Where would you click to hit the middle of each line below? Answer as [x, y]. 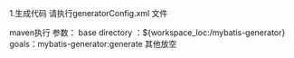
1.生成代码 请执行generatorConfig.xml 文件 [89, 13]
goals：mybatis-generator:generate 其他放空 [93, 44]
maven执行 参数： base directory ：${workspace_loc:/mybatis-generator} [147, 33]
